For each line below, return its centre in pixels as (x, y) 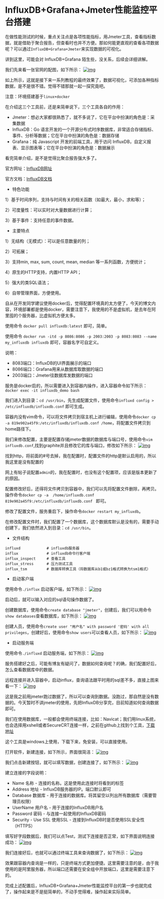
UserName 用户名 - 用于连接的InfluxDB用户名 (58, 807)
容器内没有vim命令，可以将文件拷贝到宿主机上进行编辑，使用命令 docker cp (81, 417)
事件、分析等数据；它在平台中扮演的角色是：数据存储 (66, 135)
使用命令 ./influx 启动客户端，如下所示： (47, 589)
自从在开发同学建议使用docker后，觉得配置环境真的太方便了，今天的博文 (78, 303)
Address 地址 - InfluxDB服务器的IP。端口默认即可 (61, 789)
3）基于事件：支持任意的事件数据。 (41, 220)
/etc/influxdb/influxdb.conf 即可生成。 (46, 406)
